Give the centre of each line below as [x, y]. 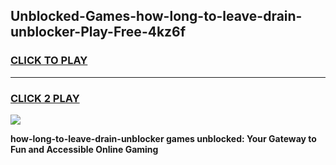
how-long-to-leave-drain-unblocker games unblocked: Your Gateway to [163, 138]
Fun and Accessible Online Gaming [84, 149]
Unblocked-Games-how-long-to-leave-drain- [156, 16]
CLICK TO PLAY [49, 61]
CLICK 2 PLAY [45, 98]
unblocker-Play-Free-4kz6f [98, 32]
